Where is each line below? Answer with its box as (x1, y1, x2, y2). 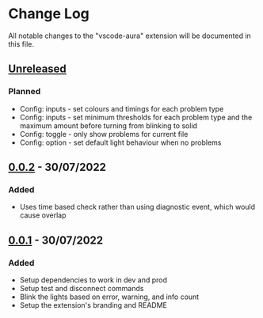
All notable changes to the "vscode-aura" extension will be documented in (8, 31, 251, 40)
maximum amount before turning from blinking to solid (19, 120, 198, 131)
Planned (8, 86, 41, 97)
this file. (8, 39, 34, 48)
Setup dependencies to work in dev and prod (19, 275, 168, 285)
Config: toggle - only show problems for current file (19, 129, 189, 138)
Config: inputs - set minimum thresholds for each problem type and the (19, 112, 253, 122)
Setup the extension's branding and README (19, 301, 168, 309)
